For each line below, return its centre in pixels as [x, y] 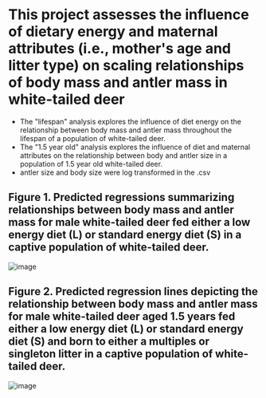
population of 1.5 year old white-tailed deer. [91, 164]
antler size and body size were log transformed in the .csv [115, 172]
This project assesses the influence [129, 15]
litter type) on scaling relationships [126, 66]
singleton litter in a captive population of [111, 354]
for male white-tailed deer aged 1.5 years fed [122, 317]
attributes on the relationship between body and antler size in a [123, 155]
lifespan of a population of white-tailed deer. [92, 138]
